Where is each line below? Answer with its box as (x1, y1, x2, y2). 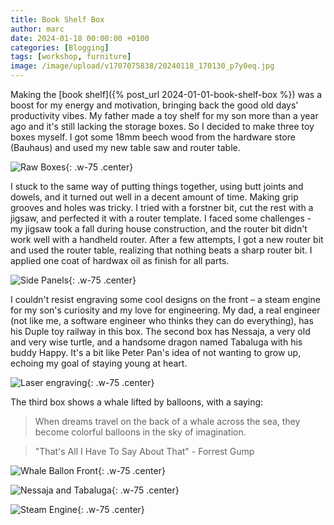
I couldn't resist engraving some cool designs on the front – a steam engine (10, 294, 321, 305)
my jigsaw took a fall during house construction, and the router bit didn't (10, 223, 308, 235)
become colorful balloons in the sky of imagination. (34, 426, 247, 438)
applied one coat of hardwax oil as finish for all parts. (10, 255, 230, 266)
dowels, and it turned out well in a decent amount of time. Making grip (10, 191, 299, 203)
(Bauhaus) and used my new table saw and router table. (10, 142, 241, 153)
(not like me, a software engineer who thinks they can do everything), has (10, 315, 314, 326)
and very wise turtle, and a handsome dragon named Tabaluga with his (10, 336, 303, 348)
